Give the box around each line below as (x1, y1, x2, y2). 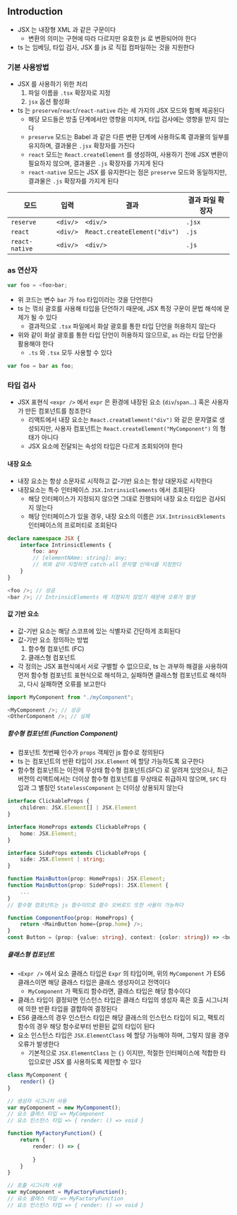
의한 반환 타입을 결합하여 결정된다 (25, 1005, 118, 1013)
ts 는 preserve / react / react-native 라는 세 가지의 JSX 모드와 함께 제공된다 (17, 106, 225, 115)
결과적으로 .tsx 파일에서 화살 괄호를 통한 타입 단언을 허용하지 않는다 (28, 322, 217, 330)
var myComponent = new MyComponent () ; (7, 1104, 121, 1111)
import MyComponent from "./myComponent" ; (7, 693, 134, 701)
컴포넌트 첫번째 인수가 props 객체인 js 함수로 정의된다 (17, 748, 164, 757)
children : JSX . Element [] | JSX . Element (20, 804, 138, 811)
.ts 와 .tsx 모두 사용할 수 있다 (28, 349, 113, 357)
